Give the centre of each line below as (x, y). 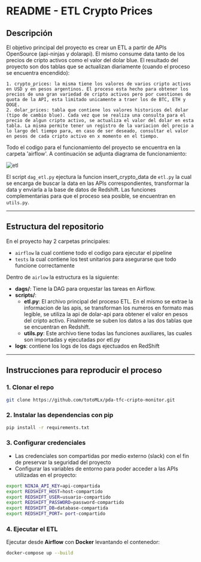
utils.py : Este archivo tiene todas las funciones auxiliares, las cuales (108, 333)
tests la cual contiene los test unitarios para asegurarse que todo (95, 259)
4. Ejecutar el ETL (32, 529)
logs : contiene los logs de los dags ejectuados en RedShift (87, 346)
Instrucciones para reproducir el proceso (84, 370)
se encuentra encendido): (38, 73)
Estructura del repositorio (55, 227)
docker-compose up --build (40, 553)
